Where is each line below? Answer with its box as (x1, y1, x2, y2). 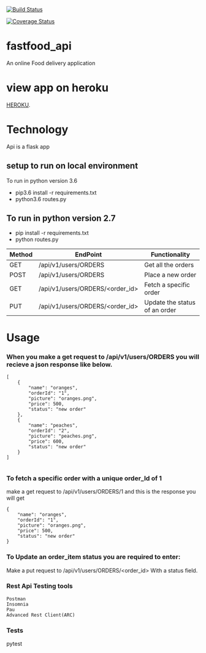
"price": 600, (28, 438, 64, 445)
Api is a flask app (6, 143, 50, 150)
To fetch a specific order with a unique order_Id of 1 (6, 474, 162, 483)
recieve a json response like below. (6, 360, 113, 369)
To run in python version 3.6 (6, 177, 78, 184)
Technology (6, 123, 69, 137)
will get (6, 494, 25, 502)
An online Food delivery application (6, 59, 96, 67)
